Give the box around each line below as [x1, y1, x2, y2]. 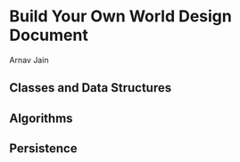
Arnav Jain [9, 54, 49, 65]
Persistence [9, 141, 78, 157]
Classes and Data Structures [9, 80, 172, 95]
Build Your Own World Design [9, 6, 232, 27]
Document [9, 25, 89, 45]
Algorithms [9, 110, 73, 126]
